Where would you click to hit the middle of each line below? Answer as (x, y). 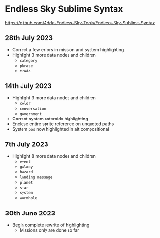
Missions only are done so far (49, 230)
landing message (36, 177)
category (28, 60)
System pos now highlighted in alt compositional (60, 129)
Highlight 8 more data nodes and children (54, 156)
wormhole (28, 198)
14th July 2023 (29, 86)
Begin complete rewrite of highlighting (51, 225)
